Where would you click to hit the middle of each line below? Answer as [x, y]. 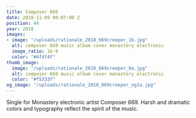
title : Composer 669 [32, 12]
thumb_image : [23, 62]
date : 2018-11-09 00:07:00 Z [43, 18]
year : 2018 [20, 29]
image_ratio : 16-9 [35, 51]
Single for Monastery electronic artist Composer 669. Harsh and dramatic [98, 102]
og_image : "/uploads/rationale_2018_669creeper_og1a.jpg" [81, 85]
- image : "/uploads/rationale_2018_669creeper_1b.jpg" [77, 40]
